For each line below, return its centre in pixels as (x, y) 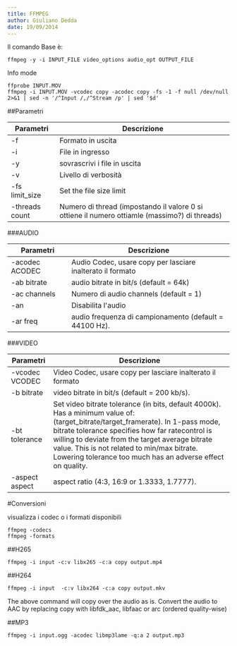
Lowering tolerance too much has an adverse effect (138, 457)
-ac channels (33, 294)
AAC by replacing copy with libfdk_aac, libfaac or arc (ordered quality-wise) (117, 609)
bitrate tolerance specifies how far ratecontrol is (132, 431)
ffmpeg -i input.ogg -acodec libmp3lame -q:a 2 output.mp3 (96, 635)
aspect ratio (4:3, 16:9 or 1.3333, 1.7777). (124, 482)
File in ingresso (85, 152)
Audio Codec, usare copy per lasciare (134, 262)
